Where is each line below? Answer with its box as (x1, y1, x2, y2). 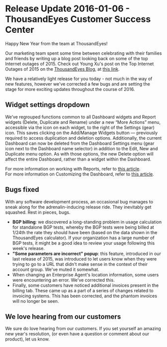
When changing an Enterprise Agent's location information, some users (12, 271, 159, 277)
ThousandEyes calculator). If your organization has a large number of (12, 235, 155, 241)
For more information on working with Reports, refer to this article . (5, 166, 141, 172)
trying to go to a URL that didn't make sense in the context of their (12, 261, 148, 267)
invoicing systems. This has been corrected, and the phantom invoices (12, 293, 158, 299)
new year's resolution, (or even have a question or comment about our (5, 331, 150, 337)
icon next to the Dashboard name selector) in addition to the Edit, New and (5, 145, 158, 152)
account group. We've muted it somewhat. (12, 266, 99, 272)
